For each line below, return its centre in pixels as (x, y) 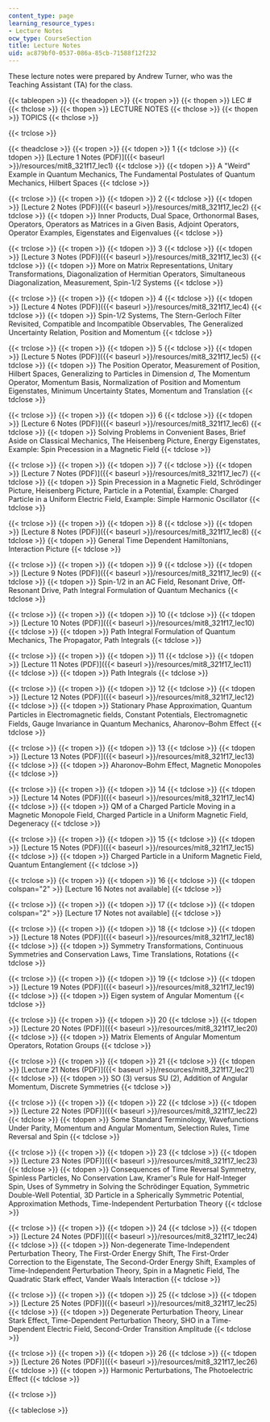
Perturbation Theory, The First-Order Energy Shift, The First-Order (119, 1253)
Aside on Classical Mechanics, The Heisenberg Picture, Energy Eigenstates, (134, 441)
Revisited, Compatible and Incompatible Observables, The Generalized (126, 324)
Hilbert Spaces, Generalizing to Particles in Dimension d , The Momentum (129, 374)
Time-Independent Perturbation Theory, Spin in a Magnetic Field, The (124, 1271)
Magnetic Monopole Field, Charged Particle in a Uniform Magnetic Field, (128, 815)
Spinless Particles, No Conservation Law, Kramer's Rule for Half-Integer (128, 1178)
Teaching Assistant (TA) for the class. (71, 85)
